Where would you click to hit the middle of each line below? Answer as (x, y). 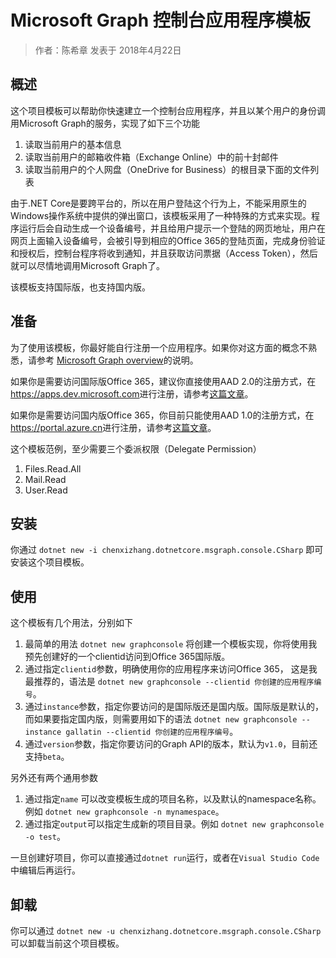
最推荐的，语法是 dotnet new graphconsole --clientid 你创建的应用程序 (169, 682)
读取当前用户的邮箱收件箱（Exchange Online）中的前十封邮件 (151, 157)
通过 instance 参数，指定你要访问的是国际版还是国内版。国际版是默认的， (174, 707)
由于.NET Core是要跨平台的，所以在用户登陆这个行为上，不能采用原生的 (158, 203)
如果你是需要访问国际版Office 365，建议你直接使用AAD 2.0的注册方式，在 (163, 381)
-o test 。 (45, 837)
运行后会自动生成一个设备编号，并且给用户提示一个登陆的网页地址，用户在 (172, 228)
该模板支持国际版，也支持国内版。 (80, 287)
